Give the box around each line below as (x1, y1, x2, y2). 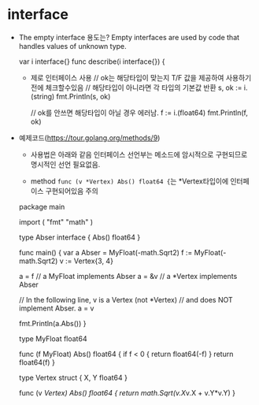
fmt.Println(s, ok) (56, 91, 111, 101)
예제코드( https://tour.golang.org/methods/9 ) (18, 132, 161, 143)
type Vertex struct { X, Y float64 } (18, 373, 128, 382)
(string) (30, 91, 55, 101)
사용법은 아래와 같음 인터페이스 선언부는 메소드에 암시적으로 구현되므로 (30, 150, 248, 159)
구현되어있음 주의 (45, 186, 99, 195)
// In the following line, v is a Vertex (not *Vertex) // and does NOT (18, 295, 233, 304)
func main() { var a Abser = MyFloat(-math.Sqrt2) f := (18, 247, 193, 257)
